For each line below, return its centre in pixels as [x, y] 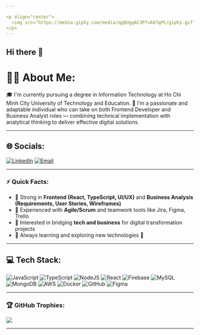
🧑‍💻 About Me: [41, 77]
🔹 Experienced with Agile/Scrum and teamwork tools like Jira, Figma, [100, 209]
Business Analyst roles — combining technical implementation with [88, 115]
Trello [22, 216]
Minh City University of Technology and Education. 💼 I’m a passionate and [97, 103]
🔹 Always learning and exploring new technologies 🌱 [79, 235]
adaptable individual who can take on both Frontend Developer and [89, 109]
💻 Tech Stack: [34, 260]
